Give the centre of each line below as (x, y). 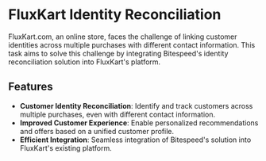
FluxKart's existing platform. (66, 148)
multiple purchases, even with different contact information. (118, 114)
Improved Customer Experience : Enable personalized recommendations (139, 123)
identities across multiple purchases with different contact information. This (132, 44)
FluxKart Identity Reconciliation (115, 15)
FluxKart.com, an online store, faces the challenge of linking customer (123, 36)
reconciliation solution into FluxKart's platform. (85, 62)
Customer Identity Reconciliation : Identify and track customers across (136, 105)
